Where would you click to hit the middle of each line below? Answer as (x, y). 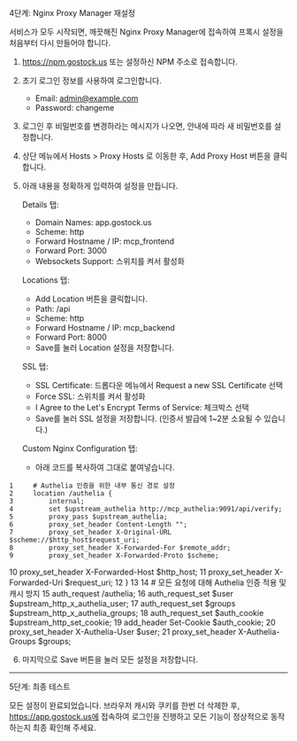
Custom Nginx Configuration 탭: (80, 448)
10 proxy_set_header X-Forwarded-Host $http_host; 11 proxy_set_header (141, 572)
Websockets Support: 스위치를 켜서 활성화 (110, 261)
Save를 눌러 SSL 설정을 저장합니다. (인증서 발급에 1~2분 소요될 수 (148, 418)
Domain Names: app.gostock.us (93, 222)
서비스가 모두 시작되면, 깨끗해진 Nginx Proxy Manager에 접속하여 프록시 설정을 (147, 32)
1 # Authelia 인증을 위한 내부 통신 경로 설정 (92, 486)
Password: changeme (75, 108)
